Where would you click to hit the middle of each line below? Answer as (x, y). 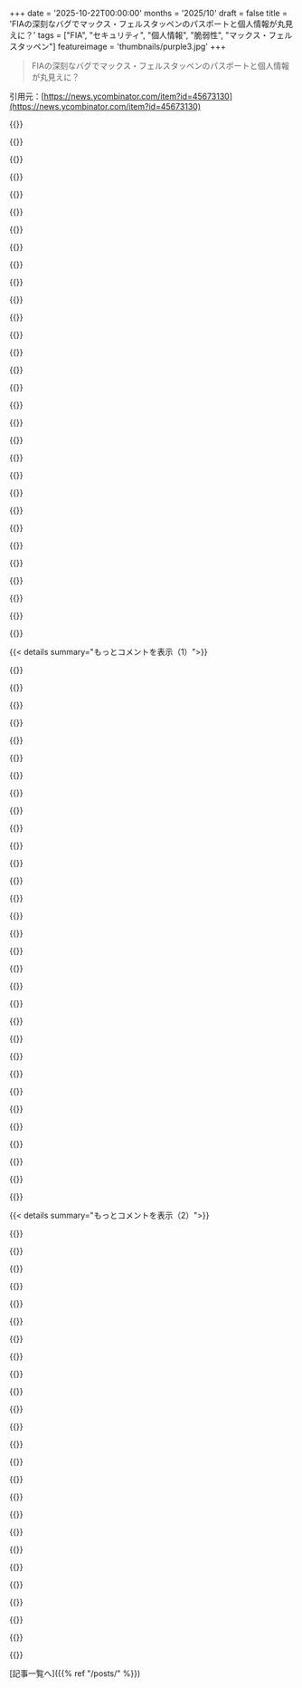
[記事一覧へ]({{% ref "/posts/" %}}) (75, 1674)
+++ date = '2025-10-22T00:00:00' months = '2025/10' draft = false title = (148, 13)
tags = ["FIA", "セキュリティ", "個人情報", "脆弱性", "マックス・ (153, 35)
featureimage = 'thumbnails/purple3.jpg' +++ (142, 46)
